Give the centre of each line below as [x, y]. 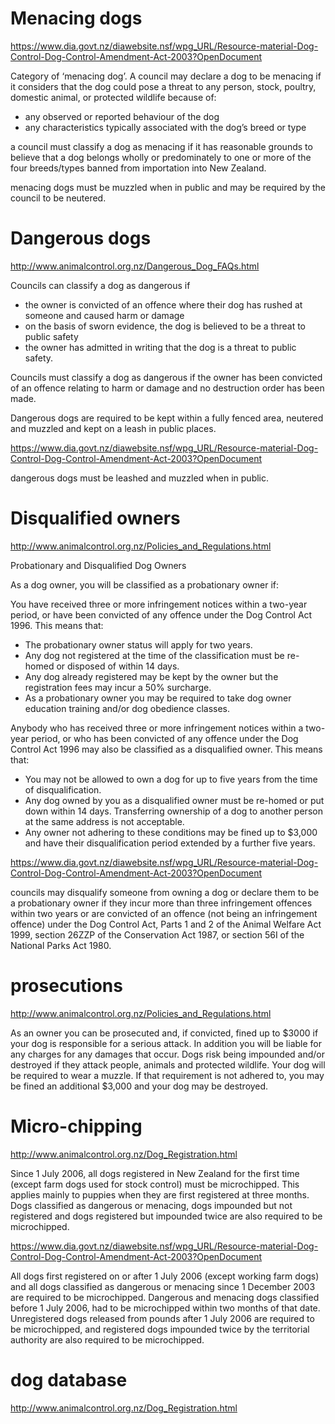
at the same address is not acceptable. [104, 821]
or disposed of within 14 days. [118, 666]
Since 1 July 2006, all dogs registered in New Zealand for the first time [155, 1173]
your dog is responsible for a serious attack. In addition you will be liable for [166, 1043]
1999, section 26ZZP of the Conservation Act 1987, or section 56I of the [157, 934]
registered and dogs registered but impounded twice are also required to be [166, 1216]
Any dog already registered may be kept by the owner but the [151, 676]
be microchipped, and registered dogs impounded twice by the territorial [160, 1329]
